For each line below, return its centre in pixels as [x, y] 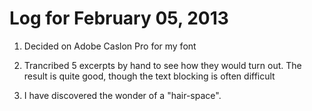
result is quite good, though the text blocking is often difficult [149, 76]
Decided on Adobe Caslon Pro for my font [110, 46]
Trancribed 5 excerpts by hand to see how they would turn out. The [162, 65]
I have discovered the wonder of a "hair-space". [122, 95]
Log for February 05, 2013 [119, 18]
